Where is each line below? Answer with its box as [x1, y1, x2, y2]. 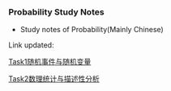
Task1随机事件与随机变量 [8, 57, 92, 67]
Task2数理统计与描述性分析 [8, 74, 100, 84]
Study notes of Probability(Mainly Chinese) [19, 25, 164, 35]
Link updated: [8, 40, 54, 50]
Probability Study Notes [8, 6, 105, 18]
